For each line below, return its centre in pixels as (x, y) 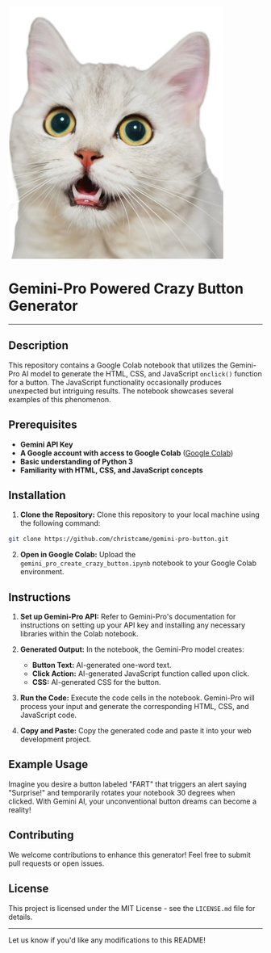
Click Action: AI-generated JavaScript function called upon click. (141, 674)
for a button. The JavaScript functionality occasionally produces (115, 382)
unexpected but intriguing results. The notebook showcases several (121, 391)
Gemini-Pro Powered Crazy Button (126, 289)
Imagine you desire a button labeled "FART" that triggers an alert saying (128, 784)
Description (38, 346)
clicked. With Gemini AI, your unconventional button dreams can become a (132, 801)
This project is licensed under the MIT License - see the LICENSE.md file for (132, 908)
